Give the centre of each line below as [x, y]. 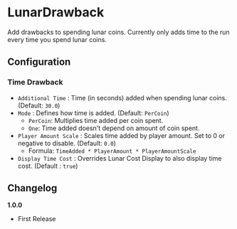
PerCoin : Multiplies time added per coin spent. [96, 120]
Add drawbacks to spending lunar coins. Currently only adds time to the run [118, 32]
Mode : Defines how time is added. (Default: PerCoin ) [93, 113]
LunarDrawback [56, 12]
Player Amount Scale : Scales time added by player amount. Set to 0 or [121, 135]
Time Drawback [35, 82]
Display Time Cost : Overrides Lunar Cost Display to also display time [120, 158]
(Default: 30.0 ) [39, 105]
